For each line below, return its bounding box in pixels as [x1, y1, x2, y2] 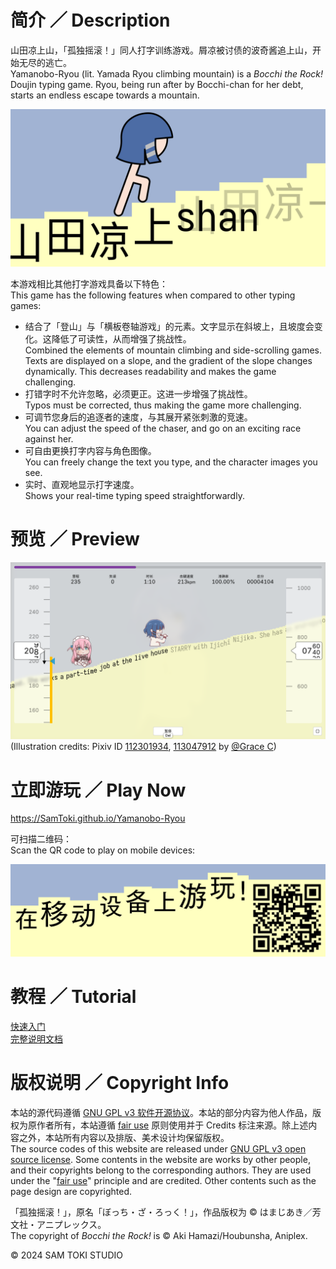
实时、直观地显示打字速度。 [24, 478, 140, 490]
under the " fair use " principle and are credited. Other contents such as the [10, 1174, 317, 1186]
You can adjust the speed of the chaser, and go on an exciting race [24, 422, 302, 434]
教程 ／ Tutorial [10, 986, 137, 1008]
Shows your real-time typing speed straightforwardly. [24, 489, 245, 501]
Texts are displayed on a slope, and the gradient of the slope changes [24, 354, 313, 366]
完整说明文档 [10, 1032, 63, 1045]
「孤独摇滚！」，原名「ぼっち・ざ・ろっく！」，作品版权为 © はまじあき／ [10, 1206, 313, 1218]
